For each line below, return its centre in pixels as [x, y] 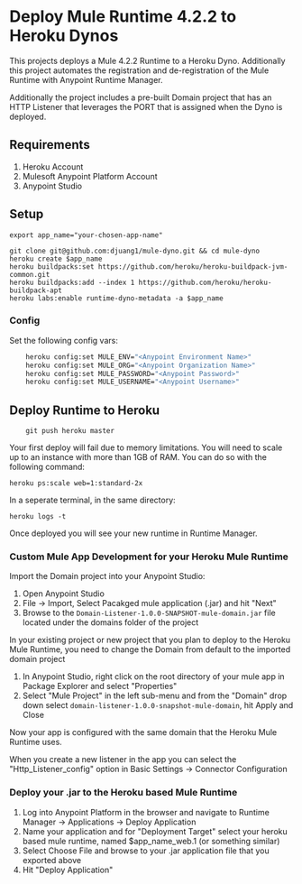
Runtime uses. [36, 742]
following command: [47, 467]
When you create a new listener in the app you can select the [123, 760]
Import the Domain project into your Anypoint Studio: [107, 576]
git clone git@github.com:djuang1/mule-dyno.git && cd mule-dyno [134, 251]
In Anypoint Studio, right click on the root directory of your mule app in [154, 677]
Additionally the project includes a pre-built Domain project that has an [141, 97]
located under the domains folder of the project [110, 622]
